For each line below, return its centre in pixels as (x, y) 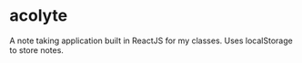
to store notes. (36, 49)
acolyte (39, 16)
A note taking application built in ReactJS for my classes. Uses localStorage (151, 40)
